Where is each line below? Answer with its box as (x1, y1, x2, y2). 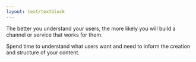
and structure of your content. (6, 48, 80, 56)
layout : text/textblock (6, 8, 65, 15)
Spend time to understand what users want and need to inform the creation (6, 43, 191, 50)
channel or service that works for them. (6, 31, 103, 38)
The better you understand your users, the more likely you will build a (6, 25, 176, 32)
